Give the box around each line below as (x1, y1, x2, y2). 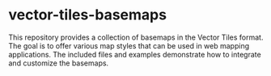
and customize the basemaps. (8, 58, 109, 68)
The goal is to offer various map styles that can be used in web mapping (8, 40, 249, 50)
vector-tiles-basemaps (8, 6, 167, 24)
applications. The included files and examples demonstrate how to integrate (8, 49, 261, 59)
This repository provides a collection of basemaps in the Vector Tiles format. (8, 32, 264, 42)
